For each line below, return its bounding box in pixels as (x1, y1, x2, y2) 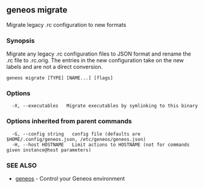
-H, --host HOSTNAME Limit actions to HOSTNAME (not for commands (12, 142, 190, 148)
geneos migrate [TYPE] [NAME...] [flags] (6, 75, 114, 81)
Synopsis (6, 36, 35, 45)
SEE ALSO (6, 161, 37, 170)
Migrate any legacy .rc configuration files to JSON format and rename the (6, 50, 191, 57)
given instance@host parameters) (6, 146, 92, 153)
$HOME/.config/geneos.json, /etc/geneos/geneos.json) (6, 136, 147, 142)
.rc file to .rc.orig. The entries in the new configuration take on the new (6, 57, 184, 64)
